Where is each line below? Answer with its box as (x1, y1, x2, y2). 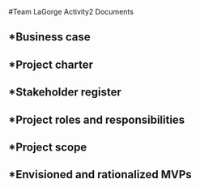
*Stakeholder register (8, 85, 121, 100)
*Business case (8, 30, 91, 44)
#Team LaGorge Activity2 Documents (8, 7, 134, 16)
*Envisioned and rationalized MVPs (8, 168, 192, 181)
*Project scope (8, 140, 87, 154)
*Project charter (8, 57, 94, 71)
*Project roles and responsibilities (8, 113, 185, 126)
